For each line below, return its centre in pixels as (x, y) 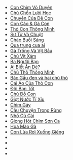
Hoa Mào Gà (23, 126)
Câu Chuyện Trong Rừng (36, 110)
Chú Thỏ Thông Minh (32, 72)
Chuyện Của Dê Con (31, 18)
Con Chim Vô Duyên (31, 7)
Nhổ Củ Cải (22, 116)
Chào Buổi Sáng (27, 40)
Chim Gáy (20, 105)
